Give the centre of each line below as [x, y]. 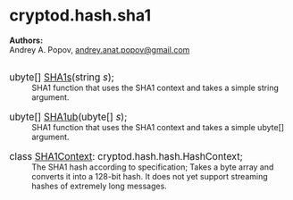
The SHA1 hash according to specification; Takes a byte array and [153, 167]
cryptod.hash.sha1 [80, 16]
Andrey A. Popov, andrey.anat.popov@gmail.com [100, 49]
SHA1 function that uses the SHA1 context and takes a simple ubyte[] [158, 127]
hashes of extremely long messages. [99, 186]
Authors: [26, 40]
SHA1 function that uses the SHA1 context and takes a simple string [155, 87]
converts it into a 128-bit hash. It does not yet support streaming [150, 176]
